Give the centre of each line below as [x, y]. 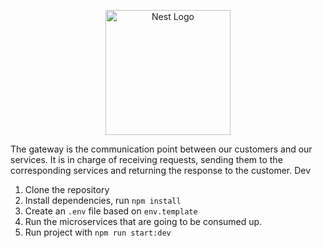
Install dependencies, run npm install [103, 200]
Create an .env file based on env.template [111, 211]
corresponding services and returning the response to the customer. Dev [161, 170]
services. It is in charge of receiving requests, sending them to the [146, 159]
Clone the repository [67, 189]
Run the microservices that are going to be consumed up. [143, 221]
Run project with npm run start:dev [98, 232]
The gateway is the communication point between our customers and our [161, 149]
